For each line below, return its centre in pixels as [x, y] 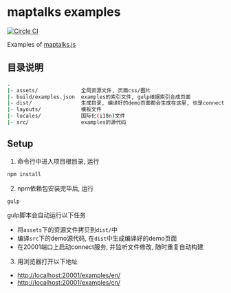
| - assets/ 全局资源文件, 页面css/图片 [79, 90]
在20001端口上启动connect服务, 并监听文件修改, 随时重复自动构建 [110, 247]
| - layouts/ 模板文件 [54, 110]
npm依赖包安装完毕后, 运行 [55, 188]
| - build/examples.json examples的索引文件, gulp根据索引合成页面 [99, 97]
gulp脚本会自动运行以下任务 [46, 215]
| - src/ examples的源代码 [67, 122]
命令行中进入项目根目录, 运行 [58, 161]
